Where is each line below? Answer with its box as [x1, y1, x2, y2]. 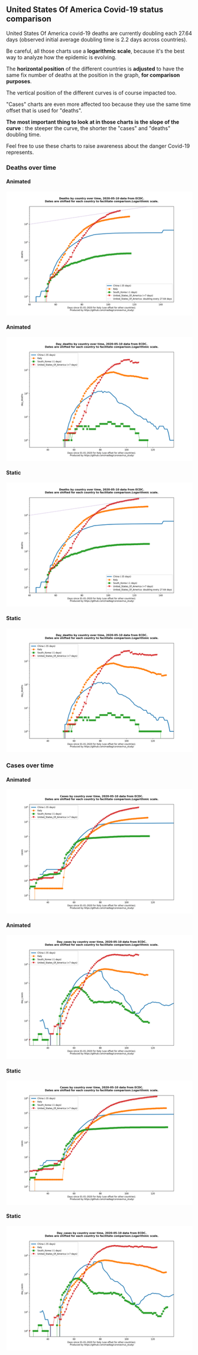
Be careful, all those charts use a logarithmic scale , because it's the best [6, 47, 185, 54]
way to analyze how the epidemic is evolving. [6, 53, 117, 61]
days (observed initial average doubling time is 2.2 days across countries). [6, 35, 188, 43]
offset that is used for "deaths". [6, 106, 83, 114]
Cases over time [6, 761, 54, 770]
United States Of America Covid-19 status [6, 5, 164, 15]
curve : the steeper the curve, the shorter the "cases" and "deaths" [6, 124, 171, 132]
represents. [6, 148, 34, 155]
